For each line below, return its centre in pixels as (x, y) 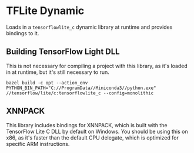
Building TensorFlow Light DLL (63, 52)
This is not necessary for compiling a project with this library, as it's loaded (97, 66)
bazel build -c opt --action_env (47, 83)
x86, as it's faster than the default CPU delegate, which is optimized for (93, 137)
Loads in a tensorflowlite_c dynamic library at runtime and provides (89, 27)
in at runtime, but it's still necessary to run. (58, 72)
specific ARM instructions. (38, 144)
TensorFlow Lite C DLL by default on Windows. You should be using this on (97, 131)
